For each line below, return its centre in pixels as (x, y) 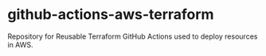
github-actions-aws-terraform (111, 15)
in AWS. (20, 44)
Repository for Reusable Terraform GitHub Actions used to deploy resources (133, 36)
